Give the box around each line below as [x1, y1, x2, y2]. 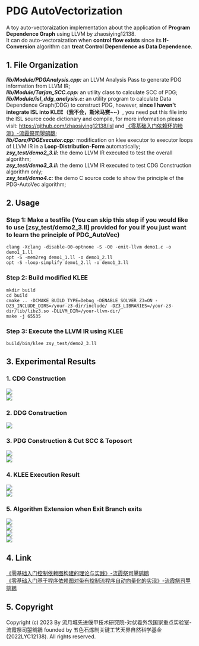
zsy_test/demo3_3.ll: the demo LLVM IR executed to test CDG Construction [6, 161, 192, 169]
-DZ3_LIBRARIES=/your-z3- [109, 303, 174, 309]
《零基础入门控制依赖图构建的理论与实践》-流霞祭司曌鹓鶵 [6, 569, 150, 576]
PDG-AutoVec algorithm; [6, 181, 67, 188]
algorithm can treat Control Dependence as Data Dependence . [36, 43, 193, 50]
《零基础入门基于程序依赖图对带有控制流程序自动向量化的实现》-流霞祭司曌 [6, 577, 191, 584]
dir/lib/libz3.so [6, 308, 49, 314]
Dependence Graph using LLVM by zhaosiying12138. [6, 30, 136, 37]
